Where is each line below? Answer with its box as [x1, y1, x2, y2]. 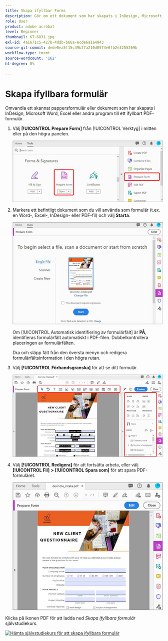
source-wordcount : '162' [5, 56, 57, 61]
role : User [5, 19, 28, 24]
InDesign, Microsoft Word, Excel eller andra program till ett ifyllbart [5, 110, 142, 116]
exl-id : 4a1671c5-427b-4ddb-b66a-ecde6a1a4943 [5, 40, 104, 45]
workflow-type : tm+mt [5, 50, 50, 55]
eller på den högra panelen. [12, 131, 69, 137]
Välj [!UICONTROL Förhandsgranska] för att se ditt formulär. [12, 365, 138, 371]
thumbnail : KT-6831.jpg [5, 35, 55, 40]
